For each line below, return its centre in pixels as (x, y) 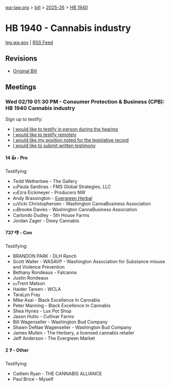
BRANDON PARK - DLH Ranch (45, 256)
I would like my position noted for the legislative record (71, 140)
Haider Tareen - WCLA (37, 289)
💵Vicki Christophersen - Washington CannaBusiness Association (82, 204)
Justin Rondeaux (31, 278)
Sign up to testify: (24, 119)
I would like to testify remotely (45, 135)
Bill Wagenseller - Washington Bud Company (60, 322)
